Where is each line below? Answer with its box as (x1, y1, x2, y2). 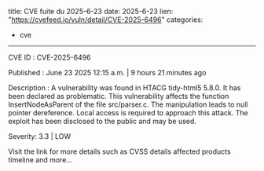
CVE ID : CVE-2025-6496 (8, 53, 92, 62)
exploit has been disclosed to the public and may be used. (8, 117, 196, 126)
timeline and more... (8, 155, 73, 164)
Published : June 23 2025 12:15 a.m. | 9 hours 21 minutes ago (8, 68, 207, 77)
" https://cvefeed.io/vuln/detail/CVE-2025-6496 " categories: (8, 15, 203, 24)
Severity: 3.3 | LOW (8, 132, 71, 140)
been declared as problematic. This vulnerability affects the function (8, 92, 229, 100)
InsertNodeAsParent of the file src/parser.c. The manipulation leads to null (8, 100, 248, 109)
